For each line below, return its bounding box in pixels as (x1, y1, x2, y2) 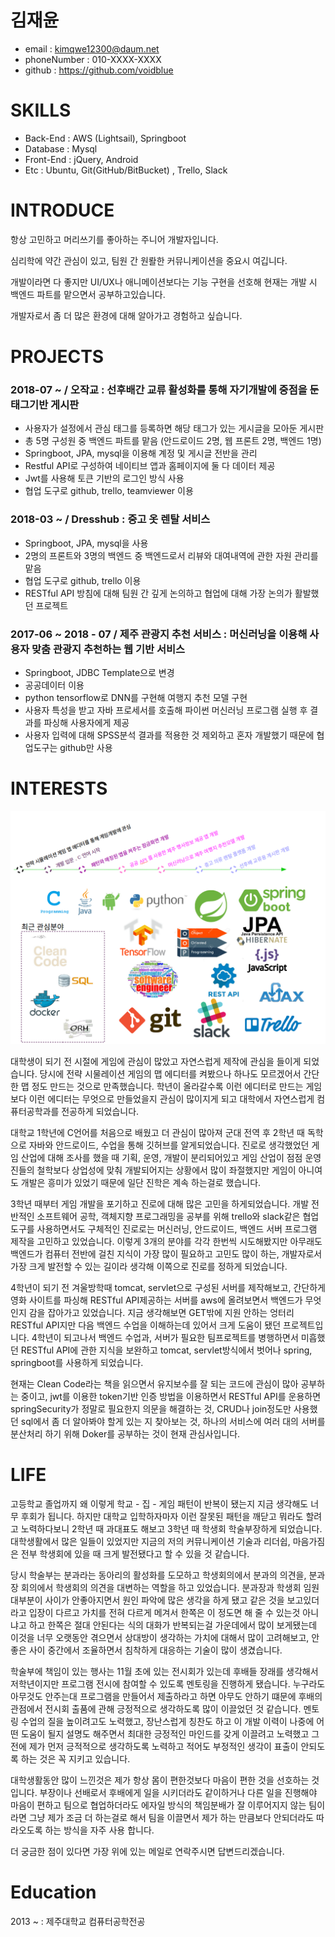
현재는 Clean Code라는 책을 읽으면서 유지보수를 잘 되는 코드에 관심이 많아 (10, 1377, 299, 1390)
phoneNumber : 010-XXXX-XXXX (24, 53, 162, 65)
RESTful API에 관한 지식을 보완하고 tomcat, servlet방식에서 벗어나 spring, (20, 1344, 313, 1356)
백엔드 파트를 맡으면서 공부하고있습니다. (10, 288, 166, 300)
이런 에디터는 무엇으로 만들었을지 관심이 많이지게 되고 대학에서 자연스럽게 (28, 1092, 315, 1105)
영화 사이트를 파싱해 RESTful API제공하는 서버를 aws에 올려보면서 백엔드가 (10, 1294, 303, 1306)
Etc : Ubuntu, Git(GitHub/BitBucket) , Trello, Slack (24, 164, 228, 176)
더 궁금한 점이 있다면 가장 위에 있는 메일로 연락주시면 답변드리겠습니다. (10, 1845, 285, 1857)
